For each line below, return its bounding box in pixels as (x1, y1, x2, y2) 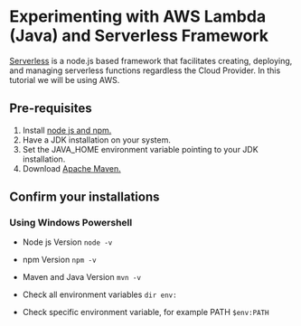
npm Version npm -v (22, 255, 97, 265)
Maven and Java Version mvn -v (22, 272, 142, 283)
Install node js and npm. (22, 125, 112, 135)
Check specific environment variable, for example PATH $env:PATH (22, 307, 269, 318)
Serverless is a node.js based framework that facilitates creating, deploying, (9, 55, 293, 66)
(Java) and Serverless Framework (9, 25, 269, 46)
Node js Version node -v (22, 237, 113, 247)
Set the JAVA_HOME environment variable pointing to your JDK (22, 144, 259, 154)
